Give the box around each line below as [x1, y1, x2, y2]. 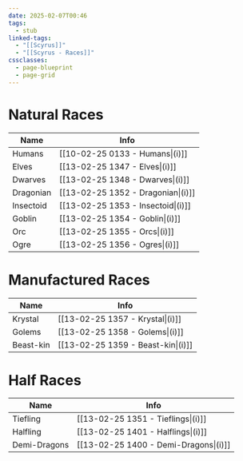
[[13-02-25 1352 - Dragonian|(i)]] [58, 187, 196, 198]
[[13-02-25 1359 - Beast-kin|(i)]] [58, 339, 193, 350]
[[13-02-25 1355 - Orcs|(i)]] [58, 225, 174, 236]
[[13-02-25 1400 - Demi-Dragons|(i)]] [77, 439, 231, 451]
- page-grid [15, 71, 56, 79]
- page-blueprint [15, 64, 74, 72]
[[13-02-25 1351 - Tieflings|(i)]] [77, 413, 207, 424]
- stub [15, 26, 38, 34]
